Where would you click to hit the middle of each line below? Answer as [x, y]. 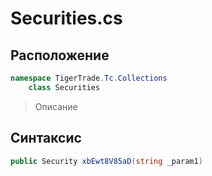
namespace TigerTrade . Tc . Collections [89, 78]
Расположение [60, 55]
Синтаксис [46, 138]
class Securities [64, 87]
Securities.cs [66, 18]
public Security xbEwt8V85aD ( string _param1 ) [106, 161]
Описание [56, 106]
